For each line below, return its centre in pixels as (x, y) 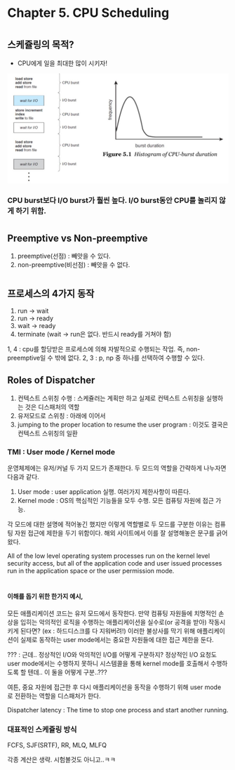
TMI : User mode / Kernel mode (61, 452)
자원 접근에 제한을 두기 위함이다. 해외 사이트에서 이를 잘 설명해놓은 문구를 (115, 533)
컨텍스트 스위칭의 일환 (48, 433)
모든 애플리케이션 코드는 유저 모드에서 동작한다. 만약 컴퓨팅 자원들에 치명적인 (112, 613)
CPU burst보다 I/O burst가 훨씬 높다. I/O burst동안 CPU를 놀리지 (112, 200)
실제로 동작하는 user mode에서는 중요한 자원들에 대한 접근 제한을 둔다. (117, 639)
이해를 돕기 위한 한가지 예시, (45, 596)
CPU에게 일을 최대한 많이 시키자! (62, 63)
